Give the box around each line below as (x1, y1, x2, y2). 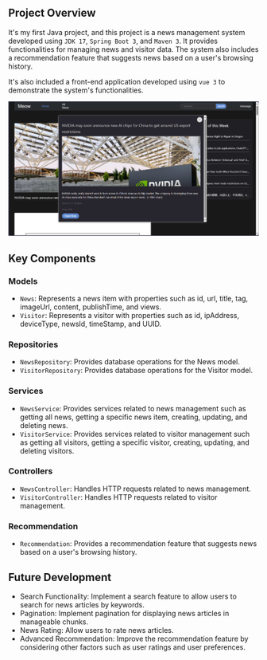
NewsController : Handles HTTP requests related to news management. (19, 484, 252, 493)
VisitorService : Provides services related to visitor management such (19, 429, 250, 438)
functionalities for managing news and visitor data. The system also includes (8, 44, 259, 54)
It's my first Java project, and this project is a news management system (8, 27, 246, 37)
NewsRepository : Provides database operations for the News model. (19, 357, 241, 367)
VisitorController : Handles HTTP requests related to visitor (19, 492, 218, 501)
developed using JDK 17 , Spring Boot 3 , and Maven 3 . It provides (8, 36, 219, 45)
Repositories (8, 339, 59, 350)
